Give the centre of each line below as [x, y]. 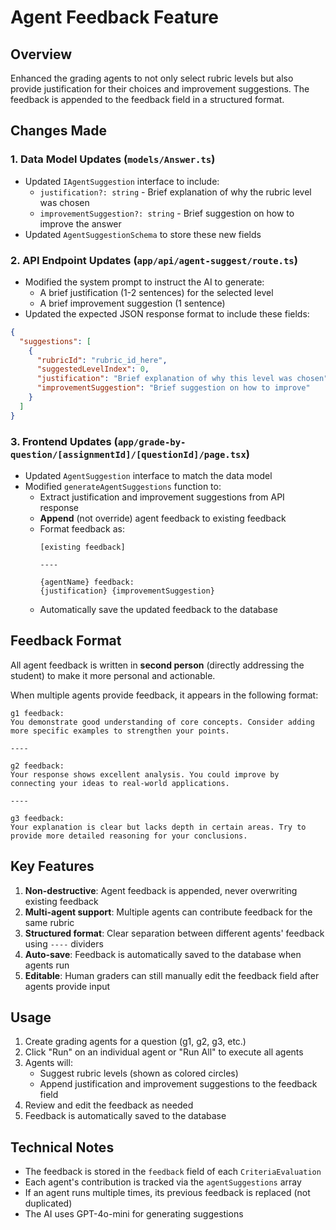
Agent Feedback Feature [115, 17]
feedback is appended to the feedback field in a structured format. [147, 99]
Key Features [52, 866]
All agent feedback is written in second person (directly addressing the [157, 665]
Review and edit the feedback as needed [109, 1105]
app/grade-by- [152, 442]
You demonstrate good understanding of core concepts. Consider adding [162, 722]
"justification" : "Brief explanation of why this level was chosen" [182, 379]
